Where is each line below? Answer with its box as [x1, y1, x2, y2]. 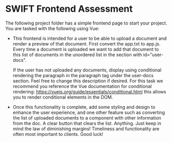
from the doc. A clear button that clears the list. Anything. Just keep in [12, 120, 162, 126]
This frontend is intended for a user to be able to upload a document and [12, 35, 167, 41]
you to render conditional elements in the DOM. [12, 94, 113, 100]
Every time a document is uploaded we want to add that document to [12, 46, 159, 52]
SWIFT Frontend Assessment [5, 3, 133, 15]
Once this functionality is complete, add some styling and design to [12, 104, 156, 110]
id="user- [143, 52, 164, 58]
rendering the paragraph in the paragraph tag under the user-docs [12, 72, 154, 78]
